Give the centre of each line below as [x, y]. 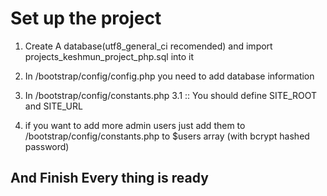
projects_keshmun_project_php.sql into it [109, 56]
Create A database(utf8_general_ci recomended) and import [148, 46]
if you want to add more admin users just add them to [135, 125]
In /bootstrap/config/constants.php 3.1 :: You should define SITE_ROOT [171, 95]
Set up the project [86, 18]
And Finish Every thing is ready [109, 178]
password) [47, 146]
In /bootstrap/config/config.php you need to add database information [169, 76]
